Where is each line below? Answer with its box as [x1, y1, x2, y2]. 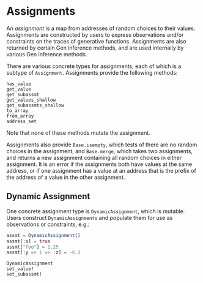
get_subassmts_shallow [6, 102, 64, 108]
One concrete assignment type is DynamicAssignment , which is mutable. [6, 207, 185, 215]
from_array [6, 113, 34, 119]
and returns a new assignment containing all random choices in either [6, 154, 182, 161]
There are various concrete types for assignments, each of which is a [6, 62, 182, 70]
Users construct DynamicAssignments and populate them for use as [6, 214, 173, 221]
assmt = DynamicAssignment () [6, 232, 81, 238]
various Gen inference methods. [6, 50, 87, 58]
